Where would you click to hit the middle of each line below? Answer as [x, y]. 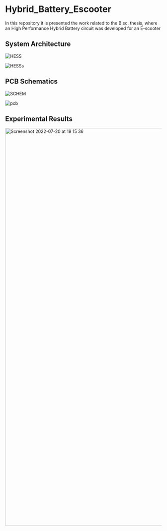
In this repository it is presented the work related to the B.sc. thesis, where [81, 23]
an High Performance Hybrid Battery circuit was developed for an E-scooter [83, 28]
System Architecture [38, 44]
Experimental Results [39, 119]
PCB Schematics [32, 82]
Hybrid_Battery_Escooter [58, 9]
